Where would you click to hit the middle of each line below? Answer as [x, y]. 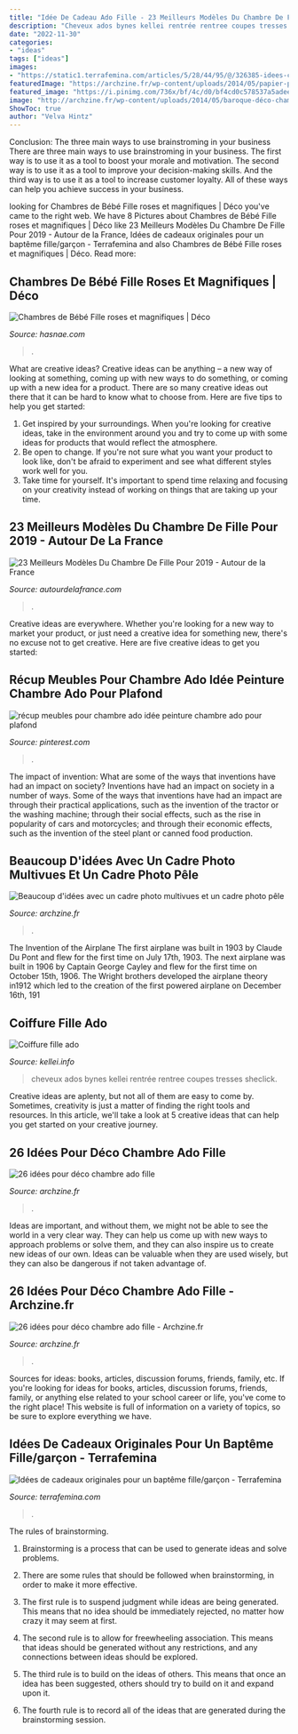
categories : [31, 42]
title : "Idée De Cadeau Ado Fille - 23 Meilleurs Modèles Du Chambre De [146, 17]
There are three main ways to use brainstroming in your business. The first [145, 151]
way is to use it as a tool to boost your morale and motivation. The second [144, 161]
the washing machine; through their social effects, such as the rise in [135, 814]
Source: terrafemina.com [55, 1497]
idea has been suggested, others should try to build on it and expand [148, 1683]
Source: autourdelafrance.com [66, 589]
